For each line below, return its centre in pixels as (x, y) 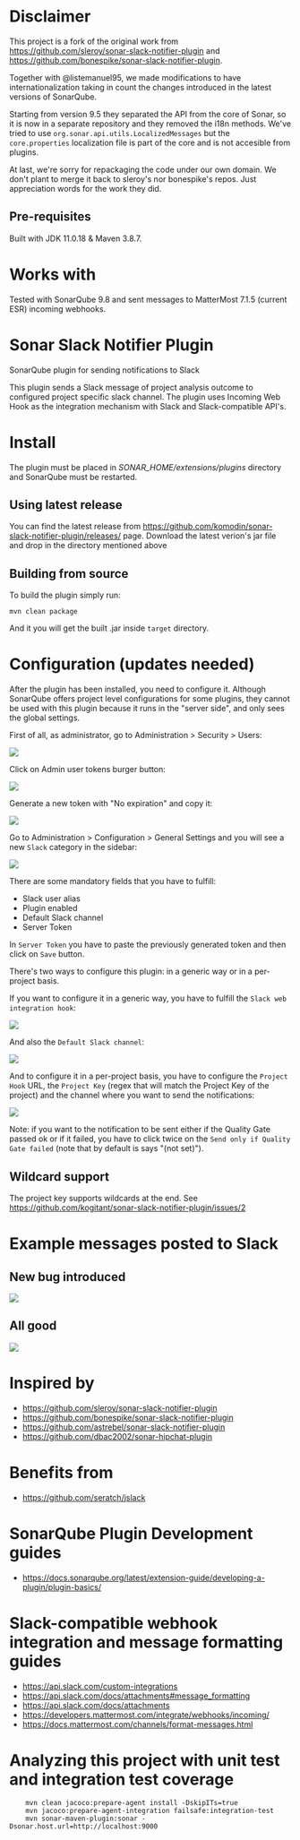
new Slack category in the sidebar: (73, 847)
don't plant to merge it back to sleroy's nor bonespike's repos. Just (133, 179)
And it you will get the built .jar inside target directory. (109, 628)
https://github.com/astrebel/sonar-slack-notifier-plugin (124, 1427)
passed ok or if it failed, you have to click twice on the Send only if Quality (150, 1139)
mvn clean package (43, 612)
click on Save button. (47, 954)
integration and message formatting (146, 1642)
